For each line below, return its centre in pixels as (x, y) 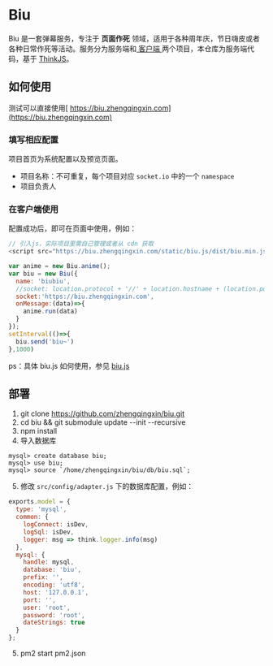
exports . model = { (39, 502)
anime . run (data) (51, 311)
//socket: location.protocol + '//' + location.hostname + (118, 289)
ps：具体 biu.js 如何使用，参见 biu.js (69, 365)
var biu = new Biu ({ (43, 274)
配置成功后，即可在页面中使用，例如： (72, 228)
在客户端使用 (34, 209)
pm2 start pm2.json (53, 653)
